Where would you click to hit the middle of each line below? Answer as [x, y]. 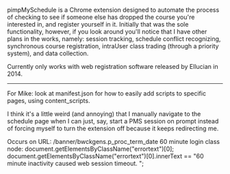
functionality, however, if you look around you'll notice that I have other [107, 31]
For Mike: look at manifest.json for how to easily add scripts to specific [107, 93]
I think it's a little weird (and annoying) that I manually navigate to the [104, 114]
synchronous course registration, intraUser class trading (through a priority [113, 46]
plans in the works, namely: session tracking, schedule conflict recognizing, [114, 39]
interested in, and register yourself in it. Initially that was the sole [98, 24]
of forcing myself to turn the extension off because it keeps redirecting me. [113, 128]
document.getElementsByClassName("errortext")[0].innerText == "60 [105, 156]
